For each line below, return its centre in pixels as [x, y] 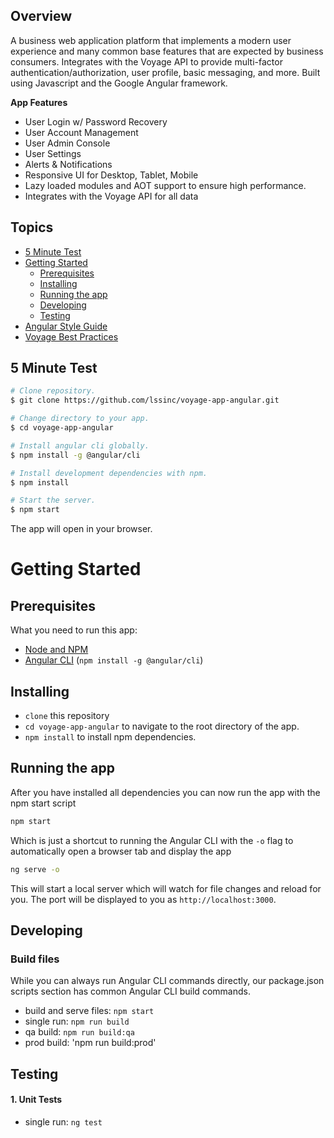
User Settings [53, 153]
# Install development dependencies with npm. [109, 473]
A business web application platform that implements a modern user [151, 40]
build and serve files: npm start [89, 1011]
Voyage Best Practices [71, 336]
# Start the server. [53, 500]
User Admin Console [67, 143]
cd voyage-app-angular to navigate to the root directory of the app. [162, 726]
